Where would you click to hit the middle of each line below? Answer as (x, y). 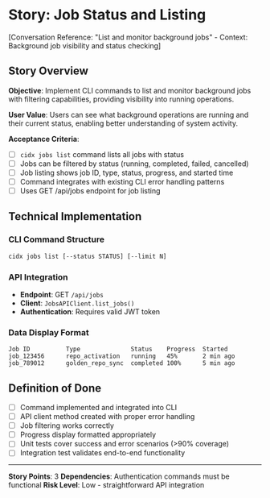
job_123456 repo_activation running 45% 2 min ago (122, 356)
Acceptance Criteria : (44, 139)
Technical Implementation (75, 216)
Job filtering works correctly (67, 425)
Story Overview (48, 71)
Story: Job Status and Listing (107, 15)
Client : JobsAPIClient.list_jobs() (77, 303)
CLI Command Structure (57, 239)
